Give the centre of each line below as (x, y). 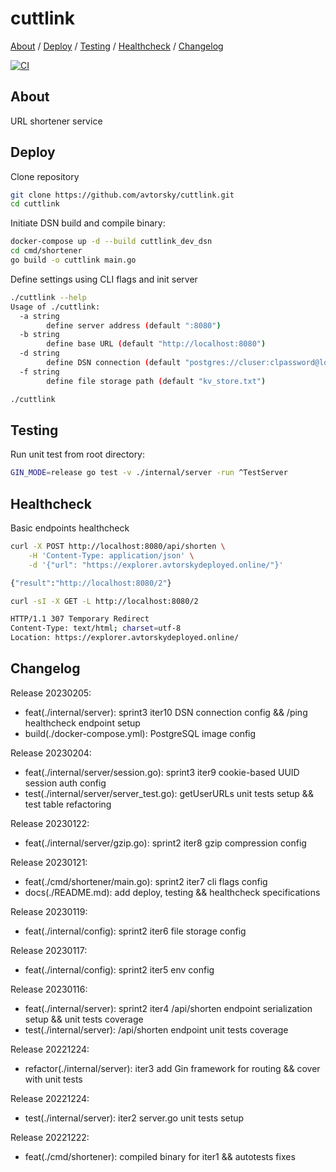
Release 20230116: (49, 989)
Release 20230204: (51, 753)
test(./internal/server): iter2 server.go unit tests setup (134, 1118)
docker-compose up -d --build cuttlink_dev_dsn (111, 242)
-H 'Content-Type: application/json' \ (111, 555)
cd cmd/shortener (46, 251)
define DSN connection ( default (114, 363)
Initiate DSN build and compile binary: (88, 223)
